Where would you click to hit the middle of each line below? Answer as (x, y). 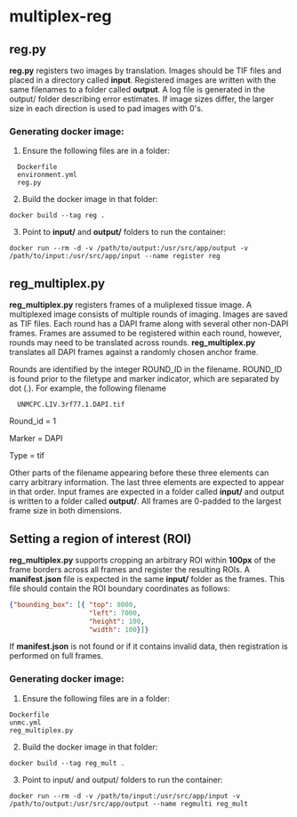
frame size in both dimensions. (65, 511)
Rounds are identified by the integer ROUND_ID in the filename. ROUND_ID (146, 369)
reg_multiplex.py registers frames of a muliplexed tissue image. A (130, 305)
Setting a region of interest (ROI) (100, 539)
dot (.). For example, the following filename (88, 388)
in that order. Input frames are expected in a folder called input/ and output (147, 492)
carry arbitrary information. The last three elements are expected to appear (147, 482)
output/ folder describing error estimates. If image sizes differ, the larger (141, 99)
